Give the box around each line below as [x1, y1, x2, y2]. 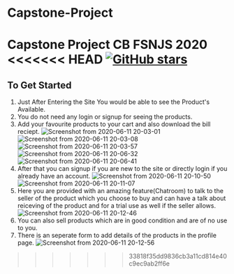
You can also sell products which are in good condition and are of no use [17, 216, 228, 224]
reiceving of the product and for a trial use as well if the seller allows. [17, 201, 217, 210]
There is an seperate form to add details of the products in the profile [17, 231, 217, 240]
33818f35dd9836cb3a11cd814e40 [129, 252, 227, 261]
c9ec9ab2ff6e [129, 259, 170, 268]
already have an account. [17, 172, 91, 181]
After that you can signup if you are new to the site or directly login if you [17, 165, 228, 173]
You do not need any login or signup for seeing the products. [17, 113, 193, 121]
